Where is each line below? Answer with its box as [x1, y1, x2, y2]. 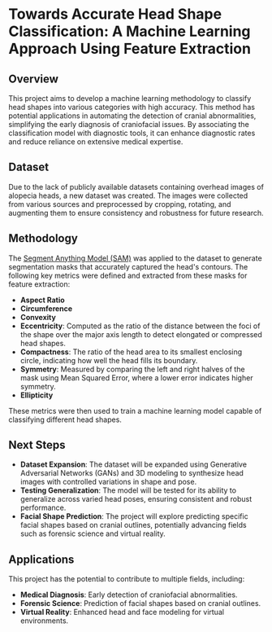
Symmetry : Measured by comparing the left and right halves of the [19, 364, 245, 374]
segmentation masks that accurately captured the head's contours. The [8, 261, 248, 271]
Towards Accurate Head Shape [8, 5, 222, 24]
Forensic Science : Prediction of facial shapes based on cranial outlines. [19, 599, 261, 608]
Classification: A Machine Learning [8, 22, 251, 41]
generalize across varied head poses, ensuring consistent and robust [19, 494, 253, 504]
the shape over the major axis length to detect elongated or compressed [19, 329, 262, 339]
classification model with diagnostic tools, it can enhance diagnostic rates [8, 128, 256, 138]
